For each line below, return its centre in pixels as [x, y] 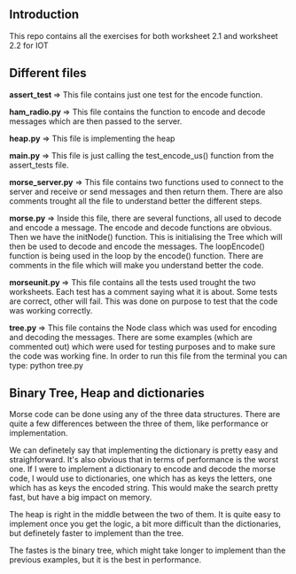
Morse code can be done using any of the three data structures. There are [145, 415]
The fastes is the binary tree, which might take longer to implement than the [148, 551]
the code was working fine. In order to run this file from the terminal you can [148, 356]
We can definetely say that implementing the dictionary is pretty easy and [144, 450]
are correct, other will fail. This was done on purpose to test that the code [144, 301]
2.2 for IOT [29, 45]
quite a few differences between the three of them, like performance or [139, 423]
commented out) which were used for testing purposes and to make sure [143, 346]
